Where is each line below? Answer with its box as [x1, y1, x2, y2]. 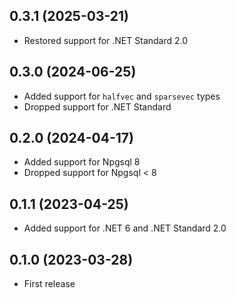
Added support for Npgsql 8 [23, 156, 141, 168]
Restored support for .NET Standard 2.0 [23, 34, 189, 46]
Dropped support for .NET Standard [23, 100, 172, 113]
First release [23, 278, 76, 290]
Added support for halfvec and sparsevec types [23, 90, 221, 102]
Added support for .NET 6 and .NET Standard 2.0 [23, 222, 227, 234]
